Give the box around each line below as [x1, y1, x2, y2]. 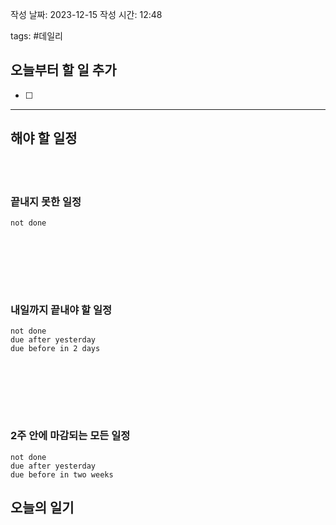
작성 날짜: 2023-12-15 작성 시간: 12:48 [10, 9, 163, 20]
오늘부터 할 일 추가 [10, 62, 117, 79]
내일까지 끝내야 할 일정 [10, 303, 113, 317]
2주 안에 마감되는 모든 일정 [10, 429, 131, 443]
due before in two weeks [10, 469, 114, 480]
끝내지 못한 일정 [10, 194, 82, 208]
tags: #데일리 [10, 30, 63, 42]
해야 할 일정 [10, 130, 78, 147]
